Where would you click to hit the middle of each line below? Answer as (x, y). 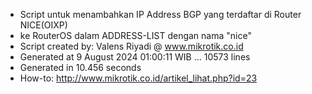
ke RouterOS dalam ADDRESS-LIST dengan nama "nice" (135, 35)
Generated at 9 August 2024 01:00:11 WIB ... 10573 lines (135, 57)
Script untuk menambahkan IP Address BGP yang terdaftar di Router (160, 14)
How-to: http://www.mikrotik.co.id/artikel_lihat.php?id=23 (138, 78)
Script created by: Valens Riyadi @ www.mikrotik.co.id (131, 46)
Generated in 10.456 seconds (80, 67)
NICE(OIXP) (43, 25)
